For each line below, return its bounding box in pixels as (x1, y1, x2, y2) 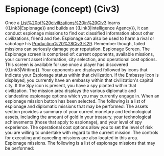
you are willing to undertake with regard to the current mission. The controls (5, 129, 159, 135)
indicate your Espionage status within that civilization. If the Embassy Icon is (5, 72, 159, 78)
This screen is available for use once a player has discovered (5, 62, 128, 67)
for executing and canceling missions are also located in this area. (5, 134, 139, 141)
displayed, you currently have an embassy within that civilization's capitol (5, 77, 153, 83)
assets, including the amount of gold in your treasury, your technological (5, 114, 152, 120)
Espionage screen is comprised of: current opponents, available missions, (5, 51, 154, 57)
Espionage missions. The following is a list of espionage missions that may (5, 140, 156, 146)
